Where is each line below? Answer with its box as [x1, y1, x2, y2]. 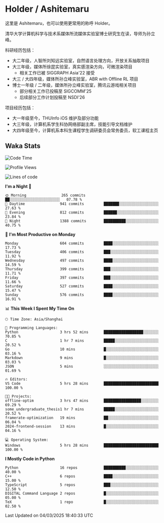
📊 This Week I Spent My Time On [5, 305, 74, 311]
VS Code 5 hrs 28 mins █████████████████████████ [5, 381, 159, 386]
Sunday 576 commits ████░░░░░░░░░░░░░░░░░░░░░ [5, 292, 159, 297]
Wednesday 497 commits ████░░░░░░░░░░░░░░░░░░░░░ [5, 258, 159, 263]
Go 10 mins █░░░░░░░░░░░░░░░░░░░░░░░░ [5, 347, 159, 352]
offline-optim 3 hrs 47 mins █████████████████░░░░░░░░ [5, 398, 159, 403]
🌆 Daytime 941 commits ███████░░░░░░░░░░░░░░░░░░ [5, 201, 159, 206]
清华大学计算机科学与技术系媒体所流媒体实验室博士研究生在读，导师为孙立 [5, 30, 155, 36]
